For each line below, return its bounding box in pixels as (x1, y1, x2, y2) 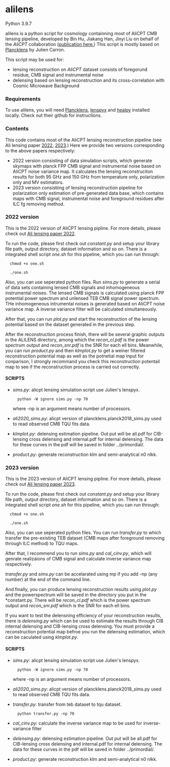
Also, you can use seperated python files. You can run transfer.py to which (5, 529, 161, 536)
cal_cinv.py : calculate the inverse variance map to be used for (12, 720, 143, 726)
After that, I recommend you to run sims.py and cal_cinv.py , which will (5, 550, 152, 556)
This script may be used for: (5, 56, 64, 62)
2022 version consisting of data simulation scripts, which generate (12, 157, 152, 164)
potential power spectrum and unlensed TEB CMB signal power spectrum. (5, 295, 160, 301)
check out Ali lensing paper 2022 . (5, 231, 76, 237)
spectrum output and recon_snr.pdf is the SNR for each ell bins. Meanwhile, (5, 342, 163, 348)
